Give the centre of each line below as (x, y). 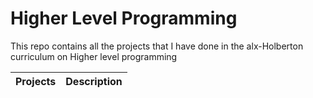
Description (94, 81)
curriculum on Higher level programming (94, 56)
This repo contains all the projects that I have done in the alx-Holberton (157, 46)
